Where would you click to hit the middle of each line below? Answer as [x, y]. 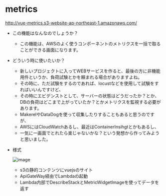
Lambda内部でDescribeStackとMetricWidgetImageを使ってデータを [89, 182]
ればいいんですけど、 [42, 89]
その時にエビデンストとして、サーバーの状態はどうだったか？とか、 [89, 96]
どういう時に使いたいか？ [39, 60]
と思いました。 [35, 139]
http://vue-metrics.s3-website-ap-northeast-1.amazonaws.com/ [71, 23]
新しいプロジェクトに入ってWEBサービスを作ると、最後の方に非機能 [90, 71]
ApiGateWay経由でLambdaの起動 [54, 176]
